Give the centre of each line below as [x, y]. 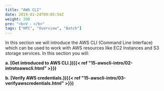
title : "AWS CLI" [23, 10]
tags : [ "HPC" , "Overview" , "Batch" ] [43, 28]
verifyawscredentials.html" [35, 83]
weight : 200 [18, 19]
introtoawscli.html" [26, 68]
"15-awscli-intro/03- [104, 78]
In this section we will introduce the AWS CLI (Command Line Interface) [79, 42]
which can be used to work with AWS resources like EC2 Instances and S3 [82, 48]
